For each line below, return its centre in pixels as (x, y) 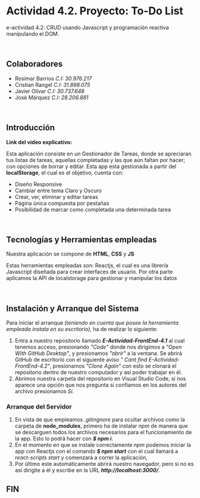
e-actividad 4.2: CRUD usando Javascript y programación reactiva (88, 27)
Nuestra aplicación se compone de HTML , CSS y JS (70, 254)
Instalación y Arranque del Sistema (72, 308)
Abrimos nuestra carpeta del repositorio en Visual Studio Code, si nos (100, 379)
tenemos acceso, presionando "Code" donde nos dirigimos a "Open (98, 347)
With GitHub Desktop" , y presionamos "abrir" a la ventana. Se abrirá (99, 353)
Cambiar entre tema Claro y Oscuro (58, 190)
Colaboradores (35, 64)
